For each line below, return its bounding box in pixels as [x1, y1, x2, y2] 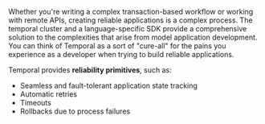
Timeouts [19, 98, 52, 107]
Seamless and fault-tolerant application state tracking [19, 81, 198, 90]
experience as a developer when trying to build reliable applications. [8, 50, 234, 59]
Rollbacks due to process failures [19, 106, 131, 116]
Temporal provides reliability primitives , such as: [8, 65, 172, 75]
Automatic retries [19, 89, 78, 99]
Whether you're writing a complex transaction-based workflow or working [8, 7, 254, 16]
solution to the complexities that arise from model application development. [8, 32, 258, 42]
